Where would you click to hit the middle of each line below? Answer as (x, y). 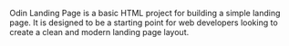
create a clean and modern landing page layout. (99, 32)
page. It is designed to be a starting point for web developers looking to (144, 23)
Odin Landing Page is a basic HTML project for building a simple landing (145, 13)
